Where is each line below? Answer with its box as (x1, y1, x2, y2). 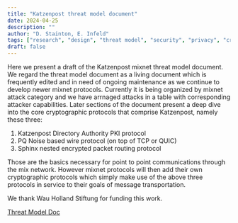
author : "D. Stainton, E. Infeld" (7, 30, 110, 38)
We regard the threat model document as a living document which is (7, 70, 207, 79)
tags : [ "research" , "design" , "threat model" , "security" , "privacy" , (7, 37, 220, 44)
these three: (7, 115, 42, 124)
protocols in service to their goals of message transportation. (7, 181, 186, 188)
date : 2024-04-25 (7, 17, 59, 24)
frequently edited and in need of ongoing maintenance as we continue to (7, 78, 220, 86)
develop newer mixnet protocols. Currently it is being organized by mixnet (7, 86, 223, 93)
